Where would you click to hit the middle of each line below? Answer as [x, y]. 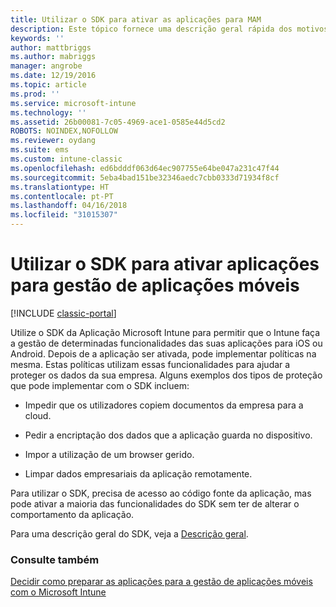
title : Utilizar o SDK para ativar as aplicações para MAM [136, 19]
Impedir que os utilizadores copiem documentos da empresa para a [164, 405]
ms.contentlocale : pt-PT [62, 196]
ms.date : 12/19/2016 [53, 76]
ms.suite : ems [40, 150]
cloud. [38, 415]
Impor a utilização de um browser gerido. [109, 454]
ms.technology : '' [48, 112]
